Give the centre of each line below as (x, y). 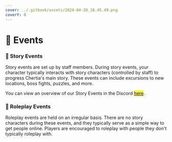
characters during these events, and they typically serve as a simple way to (85, 123)
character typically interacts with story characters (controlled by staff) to (82, 73)
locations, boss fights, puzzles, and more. (49, 83)
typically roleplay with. (29, 134)
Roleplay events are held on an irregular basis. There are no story (74, 117)
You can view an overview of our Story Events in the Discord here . (75, 93)
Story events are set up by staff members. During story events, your (77, 67)
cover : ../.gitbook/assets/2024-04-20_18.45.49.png (61, 10)
